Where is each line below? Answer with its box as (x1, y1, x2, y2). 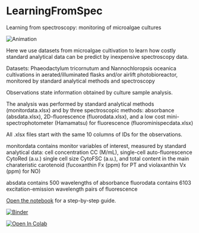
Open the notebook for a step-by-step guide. (6, 197, 116, 204)
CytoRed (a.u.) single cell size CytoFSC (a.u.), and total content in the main (6, 155, 189, 162)
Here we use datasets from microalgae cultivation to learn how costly (6, 46, 176, 54)
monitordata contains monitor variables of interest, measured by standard (6, 142, 187, 149)
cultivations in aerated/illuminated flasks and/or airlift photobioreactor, (6, 71, 178, 78)
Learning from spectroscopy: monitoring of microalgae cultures (6, 24, 162, 31)
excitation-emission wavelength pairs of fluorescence (6, 185, 138, 193)
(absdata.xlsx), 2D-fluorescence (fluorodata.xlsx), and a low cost (6, 113, 166, 120)
